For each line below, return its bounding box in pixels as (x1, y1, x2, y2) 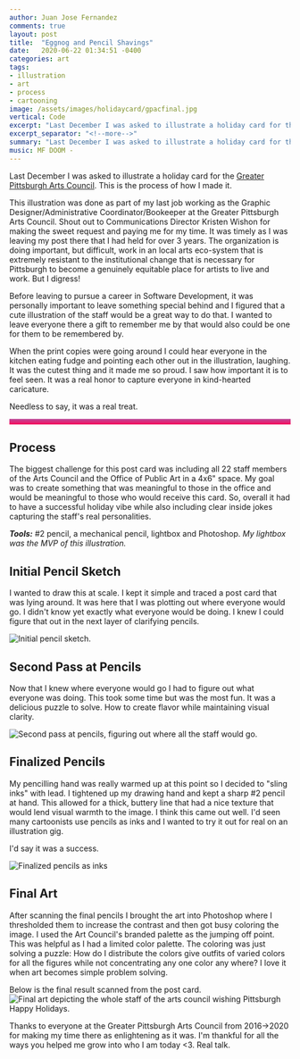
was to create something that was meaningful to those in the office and (9, 483, 271, 494)
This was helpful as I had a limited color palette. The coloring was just (9, 938, 266, 949)
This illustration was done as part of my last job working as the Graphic (9, 197, 271, 208)
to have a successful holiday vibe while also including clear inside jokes (9, 502, 273, 513)
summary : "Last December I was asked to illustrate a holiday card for (9, 138, 281, 146)
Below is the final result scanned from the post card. (9, 984, 202, 995)
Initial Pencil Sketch (9, 563, 121, 579)
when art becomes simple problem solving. (9, 966, 168, 978)
